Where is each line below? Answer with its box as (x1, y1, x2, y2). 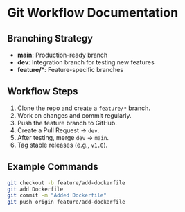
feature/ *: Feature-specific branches (17, 66, 123, 73)
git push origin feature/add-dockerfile (7, 199, 126, 206)
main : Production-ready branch (17, 51, 108, 59)
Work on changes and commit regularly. (17, 111, 132, 119)
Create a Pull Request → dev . (17, 126, 100, 134)
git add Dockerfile (7, 186, 64, 193)
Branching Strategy (7, 33, 94, 44)
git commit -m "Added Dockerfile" (7, 192, 107, 199)
